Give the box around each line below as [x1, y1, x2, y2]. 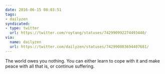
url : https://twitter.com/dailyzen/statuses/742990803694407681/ [10, 44, 149, 49]
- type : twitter [5, 26, 39, 31]
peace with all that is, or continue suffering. [5, 63, 95, 69]
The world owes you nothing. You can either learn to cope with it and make [5, 58, 160, 64]
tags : [5, 12, 17, 17]
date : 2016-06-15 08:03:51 [5, 7, 62, 12]
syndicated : [5, 21, 30, 26]
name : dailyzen [10, 40, 42, 45]
